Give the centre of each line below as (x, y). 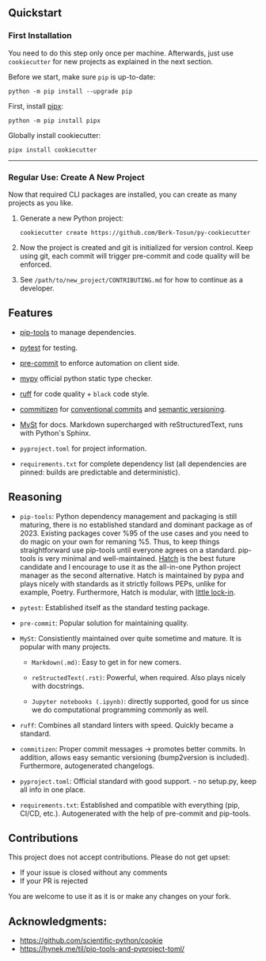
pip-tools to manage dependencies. (78, 332)
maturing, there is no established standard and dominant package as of (136, 525)
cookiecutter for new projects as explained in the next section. (111, 61)
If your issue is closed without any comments (93, 873)
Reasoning (35, 497)
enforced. (36, 264)
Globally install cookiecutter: (55, 135)
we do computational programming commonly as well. (120, 709)
